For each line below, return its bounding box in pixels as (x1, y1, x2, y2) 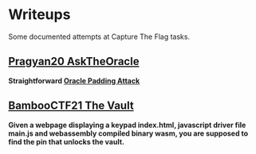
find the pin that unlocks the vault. (8, 137, 125, 146)
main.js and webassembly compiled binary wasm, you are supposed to (8, 129, 249, 138)
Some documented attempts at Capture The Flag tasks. (8, 32, 190, 41)
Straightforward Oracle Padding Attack (8, 75, 140, 85)
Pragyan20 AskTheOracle (8, 55, 140, 68)
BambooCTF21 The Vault (8, 99, 134, 113)
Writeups (8, 6, 71, 24)
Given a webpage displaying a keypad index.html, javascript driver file (8, 120, 246, 129)
